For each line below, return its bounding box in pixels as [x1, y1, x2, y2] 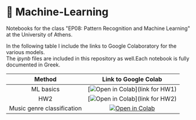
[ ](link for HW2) [87, 94, 177, 102]
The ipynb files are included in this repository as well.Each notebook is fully [6, 55, 190, 62]
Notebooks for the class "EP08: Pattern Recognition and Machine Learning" [6, 25, 191, 32]
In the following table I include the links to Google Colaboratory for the [6, 42, 177, 49]
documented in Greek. [6, 61, 61, 68]
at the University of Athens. [6, 31, 73, 38]
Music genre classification [9, 104, 82, 112]
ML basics [31, 85, 60, 93]
